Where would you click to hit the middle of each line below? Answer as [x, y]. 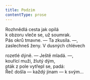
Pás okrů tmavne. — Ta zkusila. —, [41, 40]
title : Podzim [20, 10]
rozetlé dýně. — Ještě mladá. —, [39, 55]
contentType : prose [26, 15]
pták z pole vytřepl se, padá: [35, 66]
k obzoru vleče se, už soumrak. [38, 35]
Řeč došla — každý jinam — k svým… [44, 71]
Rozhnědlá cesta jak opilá [32, 29]
